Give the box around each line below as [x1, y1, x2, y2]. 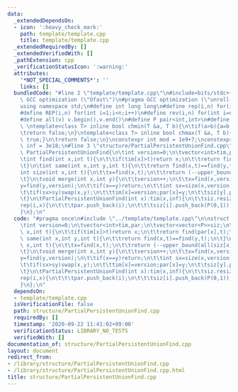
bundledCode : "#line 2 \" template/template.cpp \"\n [13, 89, 170, 97]
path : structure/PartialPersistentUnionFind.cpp [13, 307, 160, 315]
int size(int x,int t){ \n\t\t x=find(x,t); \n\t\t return [20, 168, 186, 176]
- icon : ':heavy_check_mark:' [13, 23, 103, 31]
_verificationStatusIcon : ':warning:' [13, 63, 129, 70]
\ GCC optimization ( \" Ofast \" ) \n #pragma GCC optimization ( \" [20, 97, 211, 104]
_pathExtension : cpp [13, 57, 74, 64]
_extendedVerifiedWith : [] [13, 50, 93, 58]
